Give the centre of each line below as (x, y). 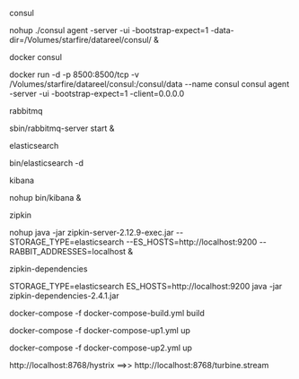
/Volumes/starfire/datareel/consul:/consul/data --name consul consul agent (149, 84)
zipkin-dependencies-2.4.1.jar (64, 296)
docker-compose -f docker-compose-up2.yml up (101, 348)
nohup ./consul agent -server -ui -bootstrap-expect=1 (109, 30)
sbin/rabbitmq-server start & (62, 128)
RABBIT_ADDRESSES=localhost (68, 251)
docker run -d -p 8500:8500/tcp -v (74, 74)
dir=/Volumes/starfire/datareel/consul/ (81, 40)
